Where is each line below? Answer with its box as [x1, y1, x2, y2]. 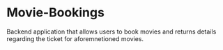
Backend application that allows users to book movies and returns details [6, 27, 217, 36]
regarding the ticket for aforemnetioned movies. [6, 34, 144, 42]
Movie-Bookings [6, 5, 105, 21]
